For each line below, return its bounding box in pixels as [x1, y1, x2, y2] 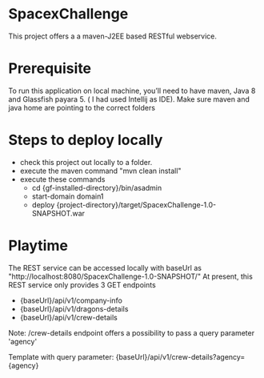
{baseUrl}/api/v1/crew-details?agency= [115, 352, 246, 361]
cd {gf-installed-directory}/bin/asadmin [31, 183, 162, 192]
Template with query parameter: [8, 352, 114, 361]
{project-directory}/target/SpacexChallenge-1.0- [56, 199, 217, 209]
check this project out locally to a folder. [19, 157, 153, 167]
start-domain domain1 [31, 191, 104, 201]
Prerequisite [8, 59, 92, 78]
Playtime [8, 237, 68, 255]
